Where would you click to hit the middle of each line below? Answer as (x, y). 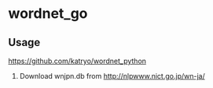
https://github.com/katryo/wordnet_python (77, 61)
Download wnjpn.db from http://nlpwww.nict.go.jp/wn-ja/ (112, 76)
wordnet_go (48, 14)
